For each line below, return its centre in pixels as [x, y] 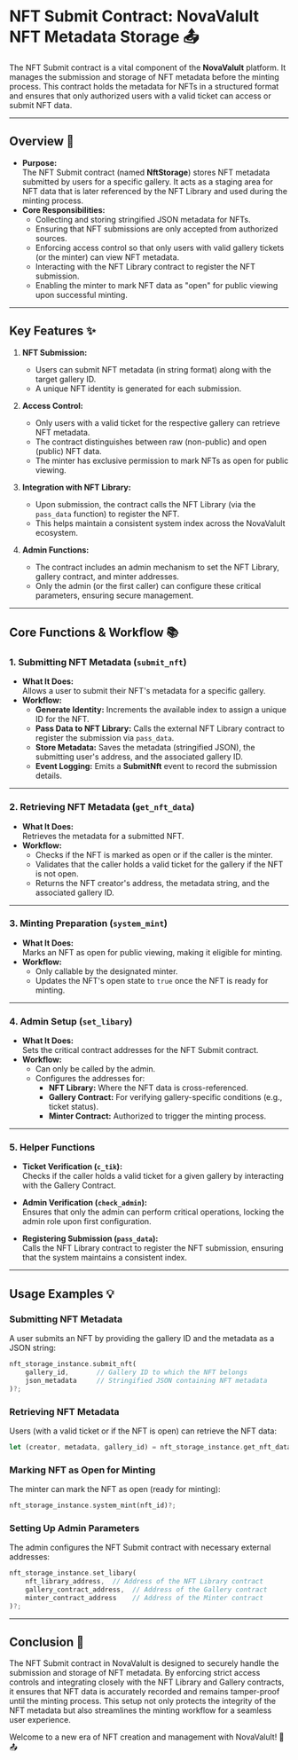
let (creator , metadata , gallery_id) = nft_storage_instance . [126, 1447]
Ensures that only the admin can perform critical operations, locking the [153, 1212]
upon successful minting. [82, 295]
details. [49, 776]
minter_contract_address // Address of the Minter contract [145, 1598]
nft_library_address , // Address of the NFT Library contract [145, 1582]
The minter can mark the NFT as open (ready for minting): [115, 1489]
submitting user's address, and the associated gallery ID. [139, 757]
